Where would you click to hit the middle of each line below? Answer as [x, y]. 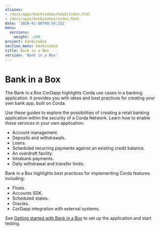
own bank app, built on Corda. [35, 103]
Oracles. [21, 204]
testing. [13, 224]
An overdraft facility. [33, 153]
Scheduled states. [30, 198]
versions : [19, 32]
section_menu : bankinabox [31, 46]
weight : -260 [27, 37]
